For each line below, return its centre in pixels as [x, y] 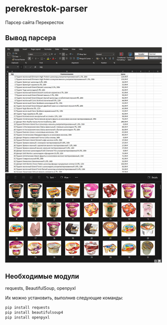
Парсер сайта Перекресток [34, 22]
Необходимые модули [42, 276]
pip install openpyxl [28, 318]
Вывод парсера [31, 38]
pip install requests [28, 308]
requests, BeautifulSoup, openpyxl [41, 288]
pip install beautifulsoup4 [34, 313]
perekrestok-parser [46, 9]
